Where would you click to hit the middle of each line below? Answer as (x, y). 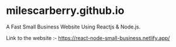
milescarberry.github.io (65, 11)
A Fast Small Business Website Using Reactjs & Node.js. (73, 27)
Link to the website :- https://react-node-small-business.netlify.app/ (88, 38)
